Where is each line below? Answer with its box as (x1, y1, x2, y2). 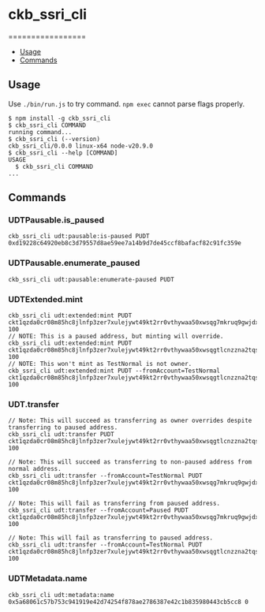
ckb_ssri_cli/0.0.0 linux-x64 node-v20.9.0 (8, 142, 154, 150)
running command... (8, 128, 73, 136)
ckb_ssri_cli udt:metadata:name (8, 591, 114, 599)
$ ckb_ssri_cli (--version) (8, 135, 101, 143)
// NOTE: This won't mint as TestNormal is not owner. (8, 360, 192, 368)
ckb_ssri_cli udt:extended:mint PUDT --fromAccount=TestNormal (8, 367, 221, 375)
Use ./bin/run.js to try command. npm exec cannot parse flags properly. (8, 99, 245, 108)
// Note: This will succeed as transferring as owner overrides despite (8, 416, 252, 425)
